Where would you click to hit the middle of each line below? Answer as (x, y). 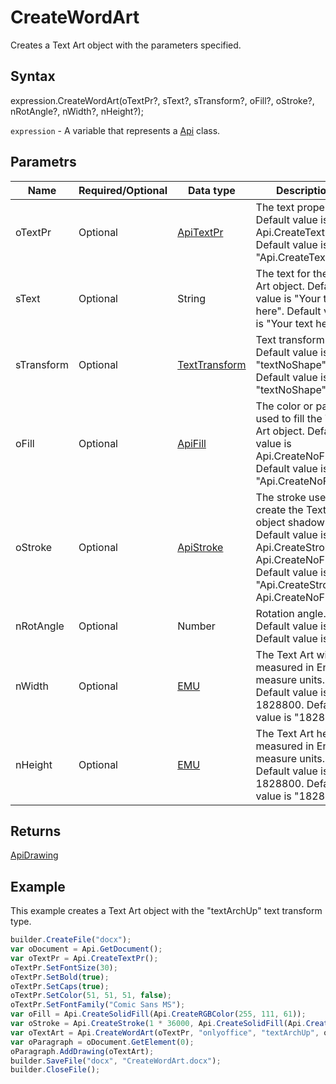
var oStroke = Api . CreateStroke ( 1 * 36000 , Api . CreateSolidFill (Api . (158, 1024)
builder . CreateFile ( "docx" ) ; (71, 940)
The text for (283, 273)
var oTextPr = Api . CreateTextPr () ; (84, 958)
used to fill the (289, 418)
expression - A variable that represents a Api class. (115, 130)
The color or (284, 406)
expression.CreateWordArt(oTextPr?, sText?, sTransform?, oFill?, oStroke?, (162, 100)
